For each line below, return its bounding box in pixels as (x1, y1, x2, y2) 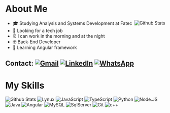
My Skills (5, 79, 45, 91)
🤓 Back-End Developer (12, 39, 61, 45)
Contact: (5, 59, 34, 68)
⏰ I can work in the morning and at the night (12, 33, 105, 39)
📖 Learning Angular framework (12, 44, 77, 50)
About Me (5, 3, 48, 15)
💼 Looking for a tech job (12, 27, 63, 34)
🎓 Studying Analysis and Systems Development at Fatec (12, 20, 132, 26)
